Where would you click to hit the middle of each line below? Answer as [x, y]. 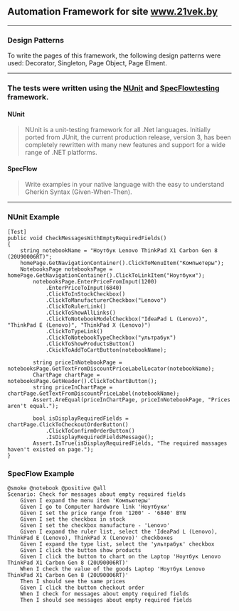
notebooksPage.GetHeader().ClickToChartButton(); [83, 381]
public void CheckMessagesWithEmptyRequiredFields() [87, 238]
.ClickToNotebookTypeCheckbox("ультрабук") [111, 337]
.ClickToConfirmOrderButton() [90, 431]
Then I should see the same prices [73, 582]
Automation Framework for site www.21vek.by [113, 12]
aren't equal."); [33, 406]
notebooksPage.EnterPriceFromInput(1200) [95, 281]
